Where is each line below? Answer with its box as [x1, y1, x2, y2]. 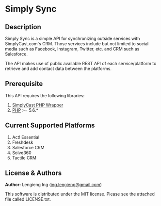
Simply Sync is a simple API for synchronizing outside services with [5, 35, 140, 41]
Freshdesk [12, 139, 33, 145]
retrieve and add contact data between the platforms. [5, 66, 112, 71]
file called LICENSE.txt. [5, 196, 51, 202]
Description [5, 23, 41, 31]
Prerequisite [5, 80, 43, 88]
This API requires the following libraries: [5, 92, 85, 98]
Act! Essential [12, 134, 40, 140]
